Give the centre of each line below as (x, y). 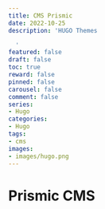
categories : (28, 119)
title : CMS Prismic (41, 16)
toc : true (25, 67)
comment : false (33, 97)
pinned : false (32, 82)
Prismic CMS (52, 195)
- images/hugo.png (39, 156)
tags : (17, 134)
